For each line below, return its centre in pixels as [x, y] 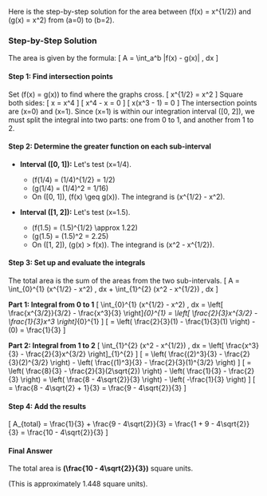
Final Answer [31, 450]
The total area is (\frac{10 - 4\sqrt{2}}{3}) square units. [101, 468]
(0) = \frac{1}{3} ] [37, 330]
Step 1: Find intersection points [61, 76]
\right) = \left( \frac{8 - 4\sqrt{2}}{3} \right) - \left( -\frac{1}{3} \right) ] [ [138, 379]
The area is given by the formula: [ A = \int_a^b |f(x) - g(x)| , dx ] [114, 58]
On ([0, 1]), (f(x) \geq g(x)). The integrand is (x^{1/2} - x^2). [128, 196]
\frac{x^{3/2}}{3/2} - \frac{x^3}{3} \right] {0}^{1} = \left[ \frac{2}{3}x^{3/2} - [133, 313]
